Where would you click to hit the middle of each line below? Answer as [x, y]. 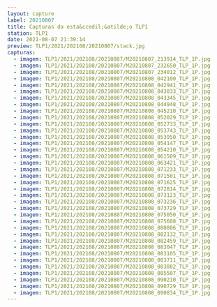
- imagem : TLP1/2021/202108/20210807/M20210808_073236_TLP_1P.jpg [112, 202]
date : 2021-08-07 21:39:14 [46, 40]
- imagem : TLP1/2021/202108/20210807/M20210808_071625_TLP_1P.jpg [112, 182]
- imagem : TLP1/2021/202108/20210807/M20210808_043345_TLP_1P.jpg [112, 98]
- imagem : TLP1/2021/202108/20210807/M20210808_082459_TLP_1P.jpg [112, 241]
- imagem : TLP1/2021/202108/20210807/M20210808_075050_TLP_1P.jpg [112, 215]
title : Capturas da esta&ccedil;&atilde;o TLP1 [78, 27]
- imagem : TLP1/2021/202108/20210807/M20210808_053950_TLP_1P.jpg [112, 137]
